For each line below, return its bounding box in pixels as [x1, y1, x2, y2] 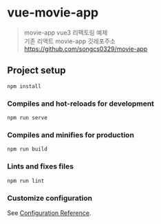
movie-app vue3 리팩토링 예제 [23, 28, 108, 36]
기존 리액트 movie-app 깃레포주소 [23, 36, 116, 45]
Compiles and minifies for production [7, 130, 134, 139]
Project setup [7, 65, 67, 76]
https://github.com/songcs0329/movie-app [23, 45, 148, 53]
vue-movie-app [7, 5, 98, 21]
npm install [7, 82, 41, 90]
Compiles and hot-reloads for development [7, 98, 155, 108]
